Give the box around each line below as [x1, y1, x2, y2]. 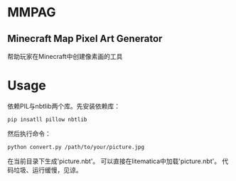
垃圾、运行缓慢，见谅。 [13, 165, 82, 174]
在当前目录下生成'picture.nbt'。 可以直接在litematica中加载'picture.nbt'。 [7, 157, 221, 165]
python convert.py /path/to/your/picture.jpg [7, 143, 144, 150]
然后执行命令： [7, 129, 51, 138]
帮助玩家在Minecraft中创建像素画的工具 [7, 53, 123, 60]
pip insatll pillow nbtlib [7, 116, 87, 123]
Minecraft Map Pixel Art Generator [7, 33, 163, 45]
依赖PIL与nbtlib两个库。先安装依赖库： [7, 102, 121, 110]
